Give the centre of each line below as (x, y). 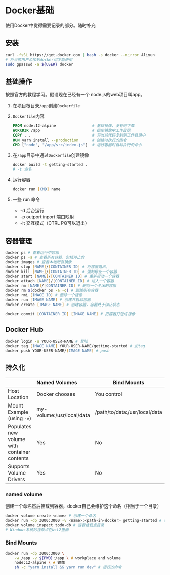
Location (18, 397)
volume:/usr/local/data (63, 415)
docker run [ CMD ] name (36, 189)
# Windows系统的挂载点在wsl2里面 (37, 530)
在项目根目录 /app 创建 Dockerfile (46, 106)
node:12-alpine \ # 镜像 (40, 563)
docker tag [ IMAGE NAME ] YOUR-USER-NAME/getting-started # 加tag (75, 346)
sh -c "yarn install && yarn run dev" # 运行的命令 (68, 567)
